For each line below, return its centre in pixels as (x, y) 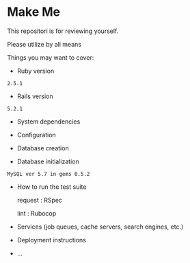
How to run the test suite (52, 187)
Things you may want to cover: (51, 57)
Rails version (35, 96)
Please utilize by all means (44, 44)
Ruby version (36, 71)
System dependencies (49, 122)
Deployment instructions (52, 240)
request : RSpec (40, 200)
